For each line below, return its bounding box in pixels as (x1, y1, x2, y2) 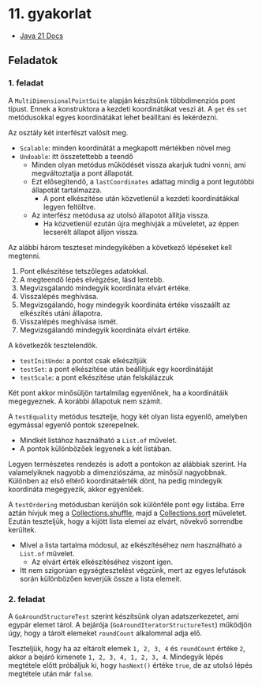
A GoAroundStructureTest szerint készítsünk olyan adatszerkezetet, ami (8, 611, 239, 621)
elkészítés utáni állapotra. (19, 308, 103, 317)
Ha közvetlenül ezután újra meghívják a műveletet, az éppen (43, 218, 239, 228)
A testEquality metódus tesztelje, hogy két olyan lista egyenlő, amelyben (8, 411, 248, 421)
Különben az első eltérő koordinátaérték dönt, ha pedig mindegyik (8, 476, 223, 485)
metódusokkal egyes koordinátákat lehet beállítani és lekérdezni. (8, 112, 219, 122)
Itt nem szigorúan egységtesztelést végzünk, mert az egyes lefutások (19, 565, 247, 574)
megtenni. (8, 251, 41, 260)
